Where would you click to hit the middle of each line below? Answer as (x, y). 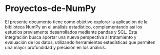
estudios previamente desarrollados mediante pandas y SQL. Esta (71, 32)
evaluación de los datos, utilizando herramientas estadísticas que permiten (80, 42)
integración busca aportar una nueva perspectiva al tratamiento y (71, 37)
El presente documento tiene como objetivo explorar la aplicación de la (76, 22)
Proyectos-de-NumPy (50, 8)
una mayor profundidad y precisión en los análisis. (56, 47)
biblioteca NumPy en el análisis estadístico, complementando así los (74, 27)
